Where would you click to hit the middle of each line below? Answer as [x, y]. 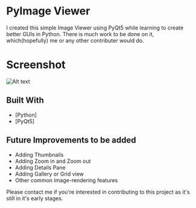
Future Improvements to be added [71, 140]
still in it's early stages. [35, 198]
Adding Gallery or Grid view [49, 174]
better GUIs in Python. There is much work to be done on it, [80, 34]
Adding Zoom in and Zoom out [53, 161]
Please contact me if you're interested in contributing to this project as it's [98, 192]
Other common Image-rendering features [66, 180]
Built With [25, 100]
